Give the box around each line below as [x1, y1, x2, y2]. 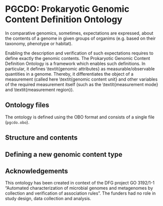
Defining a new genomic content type [5, 150, 123, 158]
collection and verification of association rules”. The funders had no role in [5, 190, 156, 196]
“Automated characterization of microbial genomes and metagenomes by [5, 185, 153, 191]
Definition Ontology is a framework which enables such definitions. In [5, 60, 146, 66]
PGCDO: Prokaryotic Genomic [5, 3, 130, 15]
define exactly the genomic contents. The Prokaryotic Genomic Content [5, 55, 151, 61]
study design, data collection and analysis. [5, 196, 91, 202]
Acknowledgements [5, 167, 68, 175]
